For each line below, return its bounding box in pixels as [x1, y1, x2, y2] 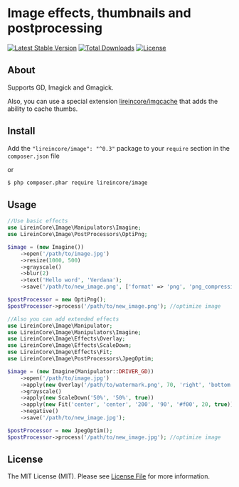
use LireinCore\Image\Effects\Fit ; [7, 348, 113, 356]
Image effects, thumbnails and [7, 5, 191, 21]
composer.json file [7, 151, 60, 160]
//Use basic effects [7, 218, 69, 225]
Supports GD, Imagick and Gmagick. [7, 83, 114, 92]
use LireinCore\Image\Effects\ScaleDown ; [7, 342, 132, 349]
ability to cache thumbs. [7, 105, 78, 113]
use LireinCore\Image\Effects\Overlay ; [7, 336, 126, 343]
